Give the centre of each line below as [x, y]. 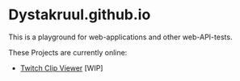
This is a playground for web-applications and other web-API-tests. [120, 37]
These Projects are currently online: [68, 52]
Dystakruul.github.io [80, 15]
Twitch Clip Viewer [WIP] [61, 68]
